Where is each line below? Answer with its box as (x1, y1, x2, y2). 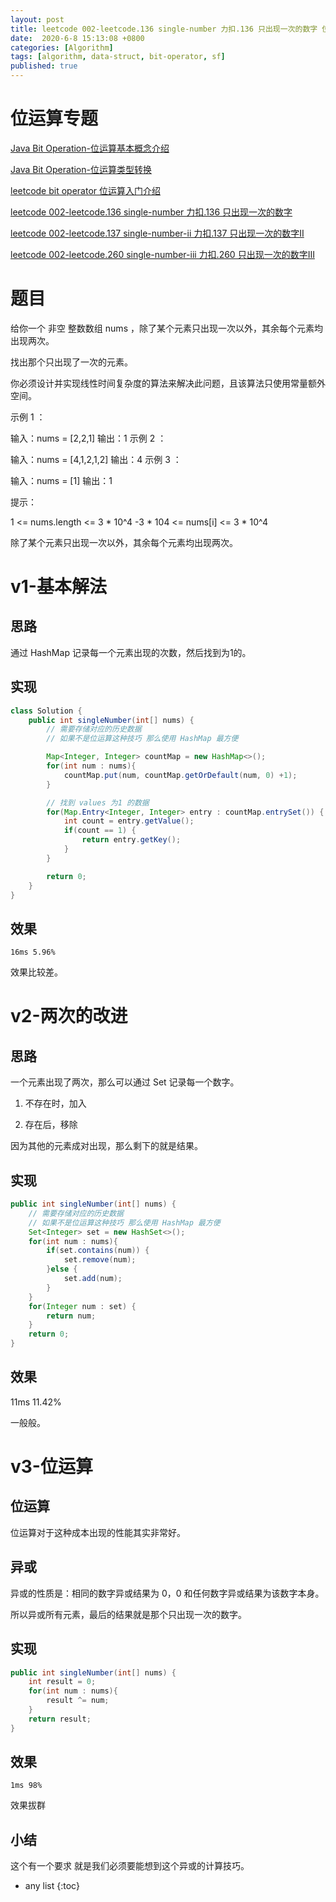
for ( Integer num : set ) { (28, 1301, 137, 1311)
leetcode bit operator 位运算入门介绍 (10, 184, 162, 196)
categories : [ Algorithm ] (10, 42, 114, 53)
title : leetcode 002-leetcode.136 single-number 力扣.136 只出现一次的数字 (10, 24, 318, 34)
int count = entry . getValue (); (63, 816, 195, 826)
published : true (10, 61, 78, 71)
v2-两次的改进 (10, 1005, 128, 1028)
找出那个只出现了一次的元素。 (10, 356, 133, 368)
